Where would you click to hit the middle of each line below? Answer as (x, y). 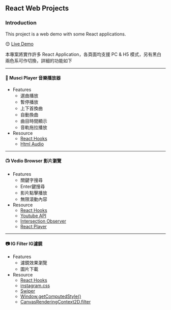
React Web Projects (37, 8)
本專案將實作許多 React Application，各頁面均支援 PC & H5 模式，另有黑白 (83, 54)
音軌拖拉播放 (34, 127)
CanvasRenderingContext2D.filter (55, 302)
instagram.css (35, 286)
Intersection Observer (43, 221)
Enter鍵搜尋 (33, 187)
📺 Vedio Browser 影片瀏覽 (33, 161)
